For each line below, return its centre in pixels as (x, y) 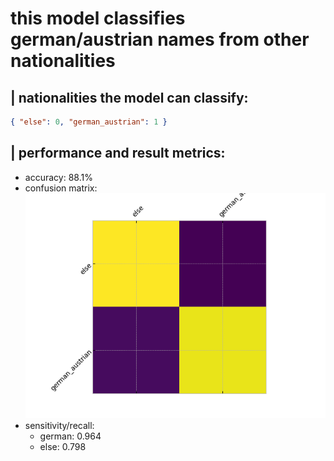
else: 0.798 (63, 446)
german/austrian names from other (160, 39)
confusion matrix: (61, 188)
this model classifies (98, 18)
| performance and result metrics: (118, 153)
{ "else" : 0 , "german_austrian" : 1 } (89, 122)
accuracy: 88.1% (58, 177)
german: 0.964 (70, 436)
